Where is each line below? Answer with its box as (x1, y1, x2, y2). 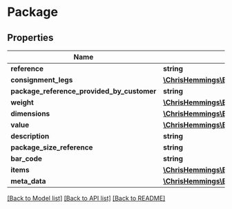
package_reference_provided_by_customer (10, 87, 157, 96)
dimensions (10, 109, 50, 118)
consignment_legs (10, 75, 73, 84)
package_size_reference (10, 143, 93, 152)
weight (10, 98, 35, 107)
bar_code (10, 154, 43, 163)
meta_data (10, 176, 46, 185)
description (10, 131, 50, 140)
